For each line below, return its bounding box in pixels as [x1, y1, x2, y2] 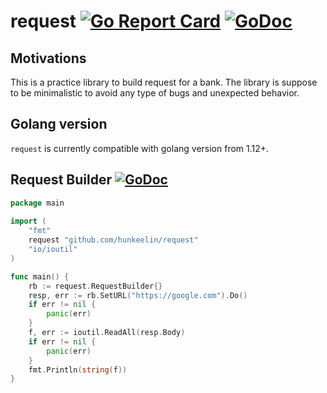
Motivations [10, 50, 87, 67]
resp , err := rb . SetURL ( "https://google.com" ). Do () [28, 290, 248, 300]
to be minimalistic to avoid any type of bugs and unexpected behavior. [10, 87, 300, 99]
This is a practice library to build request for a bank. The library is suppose [10, 76, 318, 88]
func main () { [10, 271, 70, 282]
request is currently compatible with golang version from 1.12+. [10, 142, 270, 154]
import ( [10, 216, 47, 227]
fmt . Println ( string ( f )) [28, 365, 128, 375]
